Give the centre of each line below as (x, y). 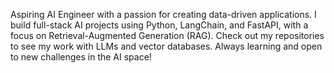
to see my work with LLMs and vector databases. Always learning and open (166, 46)
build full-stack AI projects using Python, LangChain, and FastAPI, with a (159, 25)
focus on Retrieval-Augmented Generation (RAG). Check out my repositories (167, 35)
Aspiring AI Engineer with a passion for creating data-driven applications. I (163, 14)
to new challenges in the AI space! (81, 57)
